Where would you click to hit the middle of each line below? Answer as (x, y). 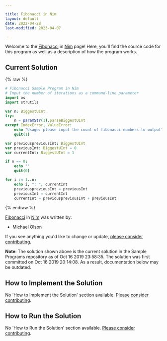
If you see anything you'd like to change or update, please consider (74, 237)
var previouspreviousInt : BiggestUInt (45, 143)
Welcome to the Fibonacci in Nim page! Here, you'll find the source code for (83, 46)
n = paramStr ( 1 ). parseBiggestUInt (50, 121)
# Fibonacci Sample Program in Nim (42, 88)
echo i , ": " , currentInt (41, 184)
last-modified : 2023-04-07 (33, 28)
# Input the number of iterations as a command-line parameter (72, 93)
